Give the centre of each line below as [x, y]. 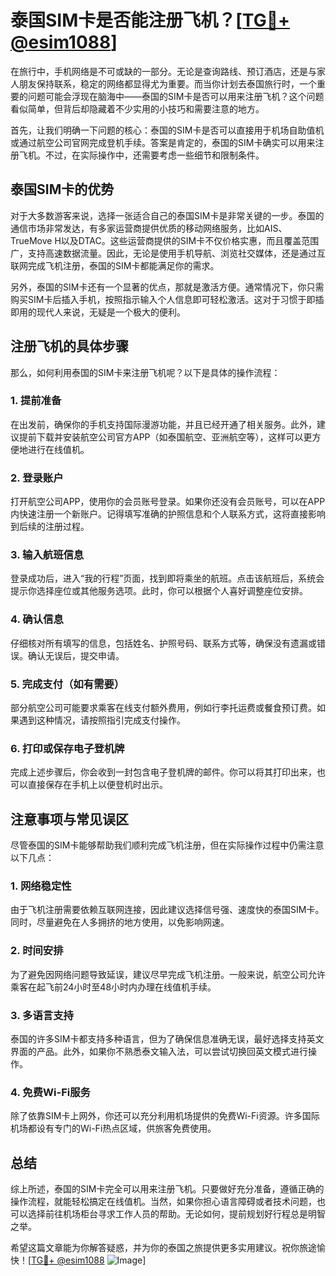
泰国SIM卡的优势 [62, 189]
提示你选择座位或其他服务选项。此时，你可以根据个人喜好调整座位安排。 [159, 591]
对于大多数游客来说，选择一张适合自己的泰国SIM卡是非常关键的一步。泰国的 [167, 215]
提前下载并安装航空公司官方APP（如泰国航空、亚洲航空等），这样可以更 [165, 437]
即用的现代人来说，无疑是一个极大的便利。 [98, 312]
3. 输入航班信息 [47, 555]
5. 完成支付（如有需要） [67, 684]
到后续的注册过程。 [50, 527]
